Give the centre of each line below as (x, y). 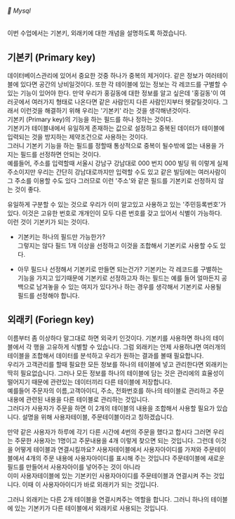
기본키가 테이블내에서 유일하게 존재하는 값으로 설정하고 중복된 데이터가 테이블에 (116, 128)
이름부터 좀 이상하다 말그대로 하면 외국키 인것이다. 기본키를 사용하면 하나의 (109, 338)
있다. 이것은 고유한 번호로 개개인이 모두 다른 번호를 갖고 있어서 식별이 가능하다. (115, 213)
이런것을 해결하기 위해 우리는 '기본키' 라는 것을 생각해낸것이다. (105, 111)
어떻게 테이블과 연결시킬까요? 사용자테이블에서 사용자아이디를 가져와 (108, 449)
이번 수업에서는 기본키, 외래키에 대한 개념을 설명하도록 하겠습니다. (97, 33)
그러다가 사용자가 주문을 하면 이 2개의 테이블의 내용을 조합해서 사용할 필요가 (111, 408)
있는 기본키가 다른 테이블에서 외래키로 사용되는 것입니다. (91, 508)
